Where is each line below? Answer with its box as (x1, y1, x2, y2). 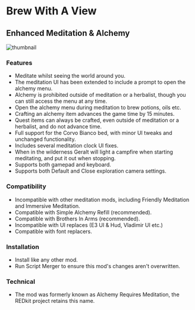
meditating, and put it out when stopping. (14, 155, 116, 162)
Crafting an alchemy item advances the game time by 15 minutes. (14, 111, 175, 118)
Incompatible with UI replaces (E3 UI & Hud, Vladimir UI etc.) (14, 221, 163, 228)
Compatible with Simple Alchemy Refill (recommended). (14, 208, 152, 216)
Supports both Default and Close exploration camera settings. (14, 167, 166, 174)
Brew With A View (6, 4, 97, 18)
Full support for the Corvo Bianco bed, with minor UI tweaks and (14, 130, 172, 137)
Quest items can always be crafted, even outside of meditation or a (14, 116, 180, 124)
